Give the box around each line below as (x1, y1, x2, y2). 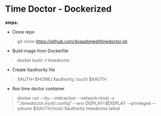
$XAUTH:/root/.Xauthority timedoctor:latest (33, 105, 121, 111)
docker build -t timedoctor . (17, 57, 73, 63)
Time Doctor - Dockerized (5, 3, 112, 15)
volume (17, 105, 32, 111)
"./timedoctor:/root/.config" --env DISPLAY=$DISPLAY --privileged (17, 100, 151, 106)
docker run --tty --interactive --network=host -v (17, 95, 115, 101)
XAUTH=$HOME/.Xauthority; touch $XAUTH (17, 76, 107, 82)
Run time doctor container (12, 85, 65, 91)
